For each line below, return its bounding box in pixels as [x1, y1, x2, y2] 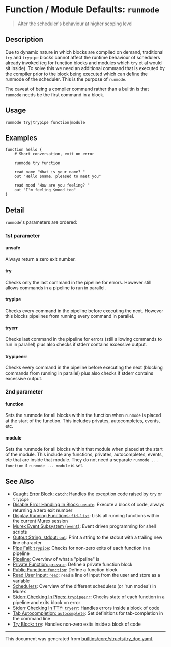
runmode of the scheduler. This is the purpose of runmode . [5, 76, 127, 82]
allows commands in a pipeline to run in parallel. [5, 285, 106, 291]
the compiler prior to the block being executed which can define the [5, 71, 148, 77]
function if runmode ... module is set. [5, 463, 84, 469]
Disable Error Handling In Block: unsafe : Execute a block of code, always [12, 502, 165, 508]
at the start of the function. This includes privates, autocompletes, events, [5, 418, 160, 424]
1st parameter [5, 232, 40, 239]
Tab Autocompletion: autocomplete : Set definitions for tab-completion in [12, 610, 163, 616]
